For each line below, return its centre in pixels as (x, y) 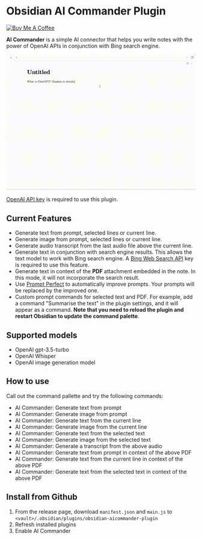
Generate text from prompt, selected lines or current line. (85, 233)
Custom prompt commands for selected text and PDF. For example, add (104, 297)
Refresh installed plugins (45, 524)
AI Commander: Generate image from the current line (81, 427)
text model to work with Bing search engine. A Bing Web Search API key (104, 259)
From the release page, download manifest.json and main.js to (93, 511)
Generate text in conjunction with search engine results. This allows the (103, 252)
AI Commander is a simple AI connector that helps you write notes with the (99, 39)
